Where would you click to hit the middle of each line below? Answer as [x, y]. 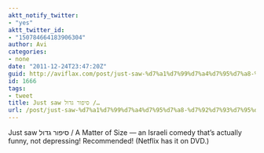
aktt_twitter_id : [37, 30]
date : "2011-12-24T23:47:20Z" [58, 67]
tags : [17, 88]
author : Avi [27, 45]
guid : [17, 74]
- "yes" [21, 23]
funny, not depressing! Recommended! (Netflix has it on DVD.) [109, 141]
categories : [27, 52]
